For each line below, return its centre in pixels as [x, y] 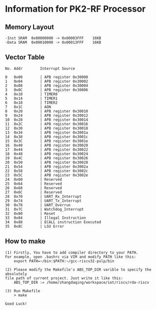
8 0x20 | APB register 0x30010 [47, 111]
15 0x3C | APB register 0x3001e [47, 141]
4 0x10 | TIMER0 [31, 94]
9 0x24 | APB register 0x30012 [47, 116]
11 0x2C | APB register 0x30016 [47, 124]
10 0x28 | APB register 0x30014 [47, 120]
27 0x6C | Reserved [34, 192]
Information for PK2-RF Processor [75, 9]
